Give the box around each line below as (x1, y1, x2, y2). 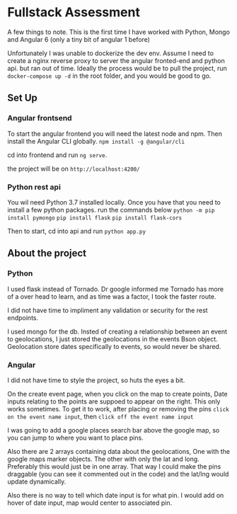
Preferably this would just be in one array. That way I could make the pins (7, 462, 221, 471)
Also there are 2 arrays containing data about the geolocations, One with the (7, 447, 231, 455)
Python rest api (7, 182, 62, 192)
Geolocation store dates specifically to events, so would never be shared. (7, 342, 221, 350)
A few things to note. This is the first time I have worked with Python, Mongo (7, 28, 230, 36)
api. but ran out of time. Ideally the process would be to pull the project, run (7, 64, 228, 72)
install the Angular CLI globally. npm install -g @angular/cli (7, 137, 185, 145)
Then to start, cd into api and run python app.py (7, 227, 146, 235)
